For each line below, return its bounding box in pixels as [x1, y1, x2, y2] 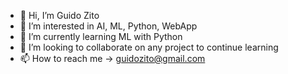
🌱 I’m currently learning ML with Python [19, 31, 183, 42]
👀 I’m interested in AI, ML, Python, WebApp [19, 20, 198, 32]
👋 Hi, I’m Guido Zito [19, 10, 100, 21]
